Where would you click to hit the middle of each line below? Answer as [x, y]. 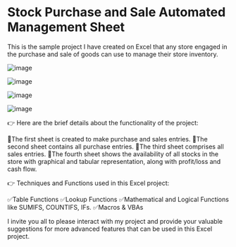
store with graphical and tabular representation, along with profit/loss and [114, 161]
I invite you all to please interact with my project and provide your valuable [115, 221]
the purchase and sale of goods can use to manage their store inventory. [113, 54]
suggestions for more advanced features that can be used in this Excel [110, 229]
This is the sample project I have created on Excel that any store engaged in [117, 46]
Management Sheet [66, 27]
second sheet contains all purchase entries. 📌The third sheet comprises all [116, 146]
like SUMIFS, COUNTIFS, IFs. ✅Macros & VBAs [75, 207]
